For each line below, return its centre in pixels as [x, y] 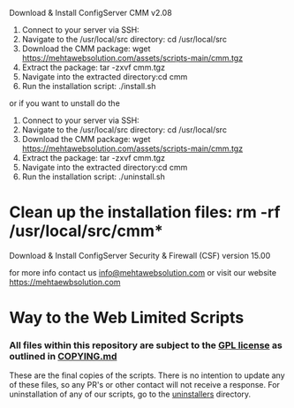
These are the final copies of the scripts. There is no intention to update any [147, 375]
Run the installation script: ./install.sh [89, 86]
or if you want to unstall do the [65, 103]
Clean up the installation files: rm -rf [145, 212]
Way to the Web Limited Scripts [127, 318]
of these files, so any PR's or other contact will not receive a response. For [145, 385]
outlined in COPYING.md [63, 357]
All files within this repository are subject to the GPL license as [146, 345]
